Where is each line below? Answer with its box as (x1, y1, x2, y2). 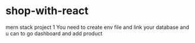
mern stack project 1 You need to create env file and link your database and (5, 24, 190, 31)
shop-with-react (5, 4, 89, 18)
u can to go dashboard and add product (5, 29, 103, 37)
